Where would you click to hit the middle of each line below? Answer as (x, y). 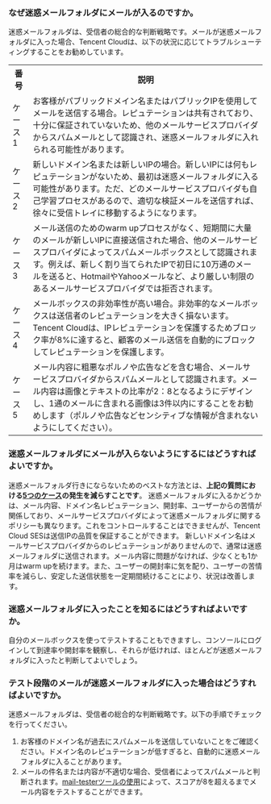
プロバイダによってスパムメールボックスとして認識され (145, 252)
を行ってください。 (40, 724)
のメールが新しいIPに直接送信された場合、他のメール (133, 240)
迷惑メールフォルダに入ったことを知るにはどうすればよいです (128, 609)
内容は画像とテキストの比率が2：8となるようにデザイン (147, 391)
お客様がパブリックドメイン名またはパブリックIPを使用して (145, 101)
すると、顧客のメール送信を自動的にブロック (171, 340)
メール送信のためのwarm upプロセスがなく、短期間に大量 (142, 228)
